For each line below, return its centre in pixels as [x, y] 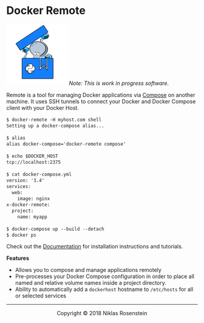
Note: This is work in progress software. [119, 83]
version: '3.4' [25, 180]
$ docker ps [21, 235]
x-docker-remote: [28, 205]
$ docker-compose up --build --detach [55, 229]
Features [18, 258]
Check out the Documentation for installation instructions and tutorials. [95, 246]
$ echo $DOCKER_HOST [32, 156]
